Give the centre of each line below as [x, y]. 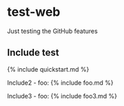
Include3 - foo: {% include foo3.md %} [62, 96]
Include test [33, 53]
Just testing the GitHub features [52, 31]
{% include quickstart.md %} [48, 69]
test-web [34, 12]
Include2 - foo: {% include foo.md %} [60, 83]
